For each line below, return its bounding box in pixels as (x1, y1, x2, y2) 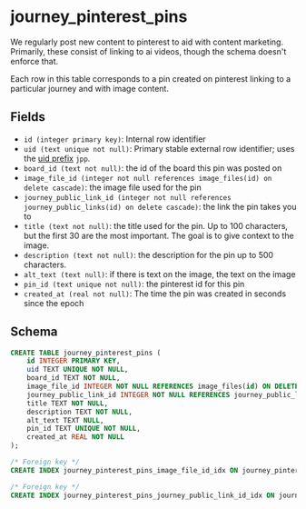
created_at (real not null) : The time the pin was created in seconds (23, 288, 287, 299)
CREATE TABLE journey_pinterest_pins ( (10, 348, 162, 357)
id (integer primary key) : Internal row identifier (23, 134, 207, 145)
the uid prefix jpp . (23, 153, 91, 164)
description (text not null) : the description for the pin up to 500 (23, 249, 274, 260)
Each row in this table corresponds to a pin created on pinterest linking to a (10, 73, 291, 84)
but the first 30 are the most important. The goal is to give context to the (23, 230, 294, 241)
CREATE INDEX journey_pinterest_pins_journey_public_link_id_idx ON (10, 491, 275, 500)
